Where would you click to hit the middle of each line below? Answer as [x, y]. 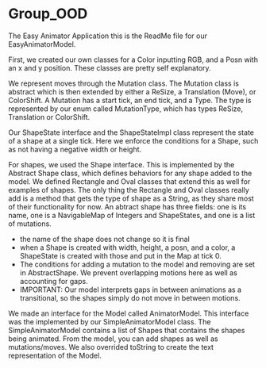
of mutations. [30, 224]
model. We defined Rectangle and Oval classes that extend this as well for [129, 181]
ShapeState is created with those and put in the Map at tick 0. [121, 255]
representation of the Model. [55, 355]
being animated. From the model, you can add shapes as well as [113, 339]
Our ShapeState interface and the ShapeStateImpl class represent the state [131, 132]
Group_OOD [48, 14]
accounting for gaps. [54, 281]
